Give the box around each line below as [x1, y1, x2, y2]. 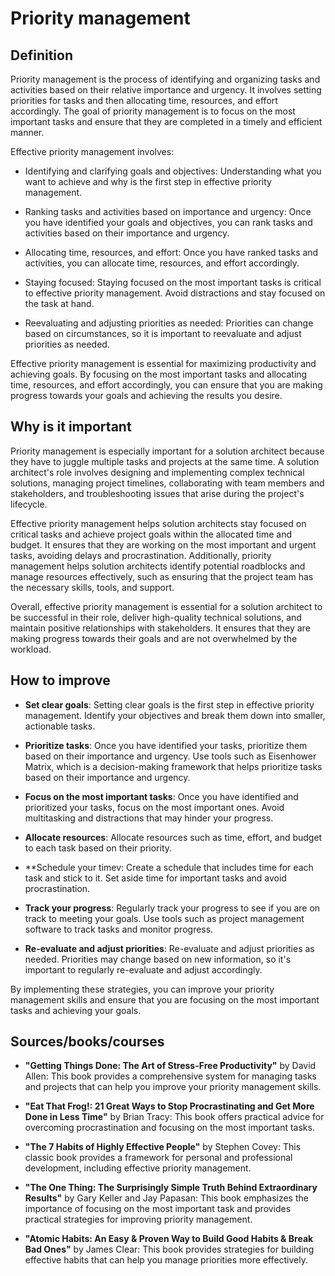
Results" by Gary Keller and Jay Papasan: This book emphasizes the [24, 1192, 309, 1204]
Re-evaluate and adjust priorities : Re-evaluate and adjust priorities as [24, 942, 315, 954]
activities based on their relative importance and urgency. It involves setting [10, 84, 322, 96]
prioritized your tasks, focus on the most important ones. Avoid [24, 801, 285, 813]
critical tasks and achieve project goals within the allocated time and [10, 528, 292, 540]
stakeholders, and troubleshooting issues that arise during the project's [10, 487, 305, 499]
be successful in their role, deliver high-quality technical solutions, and [10, 611, 302, 623]
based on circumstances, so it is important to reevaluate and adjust [24, 328, 302, 339]
